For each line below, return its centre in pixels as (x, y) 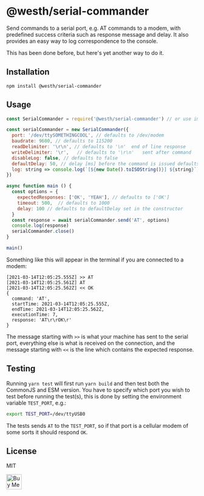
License (22, 451)
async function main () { (39, 186)
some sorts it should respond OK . (47, 432)
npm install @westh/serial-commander (54, 86)
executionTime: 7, (35, 314)
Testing (21, 369)
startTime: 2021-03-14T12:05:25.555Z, (61, 304)
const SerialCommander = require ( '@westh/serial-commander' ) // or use (99, 119)
